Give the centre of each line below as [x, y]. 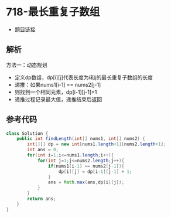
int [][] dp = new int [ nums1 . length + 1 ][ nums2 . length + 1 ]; [97, 144]
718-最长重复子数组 [53, 12]
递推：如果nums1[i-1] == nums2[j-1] [58, 84]
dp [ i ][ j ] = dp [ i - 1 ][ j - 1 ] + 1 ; [95, 171]
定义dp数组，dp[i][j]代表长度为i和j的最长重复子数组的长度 [84, 77]
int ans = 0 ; [43, 150]
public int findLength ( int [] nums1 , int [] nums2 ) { [81, 139]
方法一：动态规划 [27, 64]
